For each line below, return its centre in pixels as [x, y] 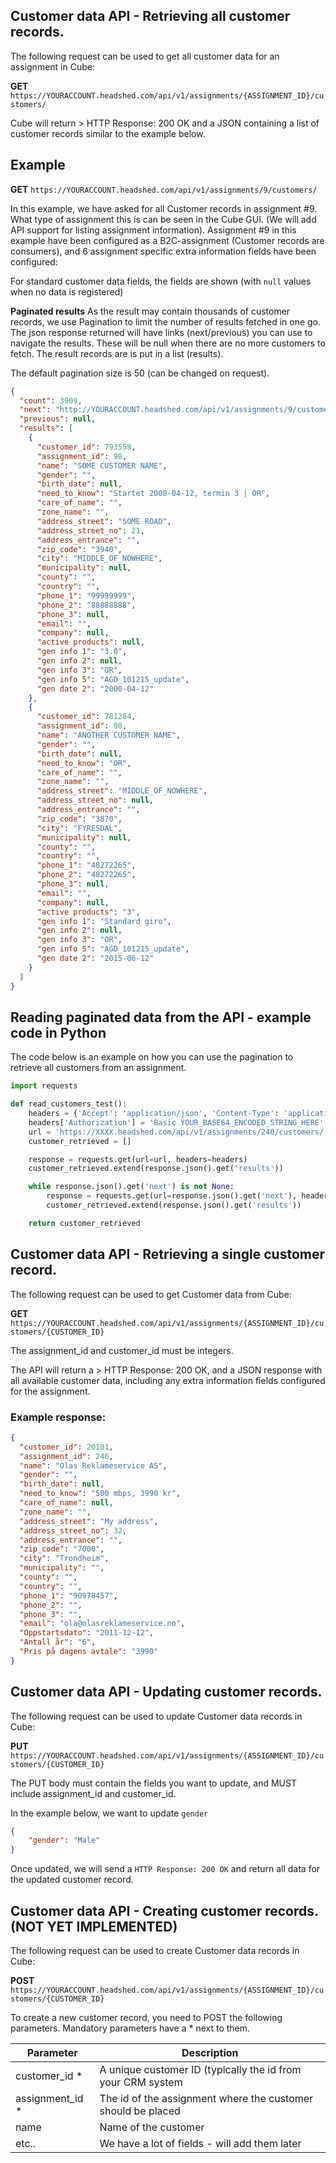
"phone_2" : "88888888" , [86, 605]
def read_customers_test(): [69, 1104]
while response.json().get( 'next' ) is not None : [131, 1187]
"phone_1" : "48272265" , [86, 865]
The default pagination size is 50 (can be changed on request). [140, 373]
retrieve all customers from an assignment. [98, 1068]
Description [210, 2053]
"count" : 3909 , [51, 400]
